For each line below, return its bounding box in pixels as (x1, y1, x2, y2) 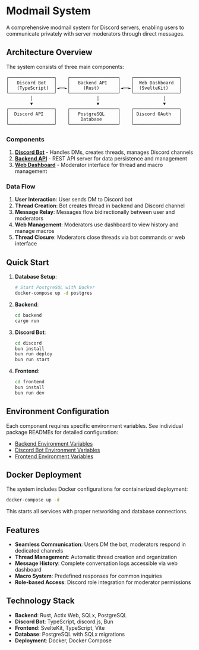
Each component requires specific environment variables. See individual (6, 422, 183, 429)
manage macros (14, 228, 55, 235)
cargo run (14, 318, 40, 324)
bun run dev (14, 390, 45, 396)
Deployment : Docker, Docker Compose (14, 637, 112, 644)
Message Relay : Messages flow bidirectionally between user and (14, 209, 175, 216)
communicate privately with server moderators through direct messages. (6, 30, 185, 37)
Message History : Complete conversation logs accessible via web (14, 560, 178, 567)
